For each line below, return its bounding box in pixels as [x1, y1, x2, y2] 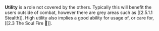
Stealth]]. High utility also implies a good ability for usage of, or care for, [5, 15, 154, 20]
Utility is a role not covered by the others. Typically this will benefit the [5, 4, 152, 10]
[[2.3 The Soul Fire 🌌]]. [5, 20, 52, 26]
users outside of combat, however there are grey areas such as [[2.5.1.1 [5, 9, 153, 15]
